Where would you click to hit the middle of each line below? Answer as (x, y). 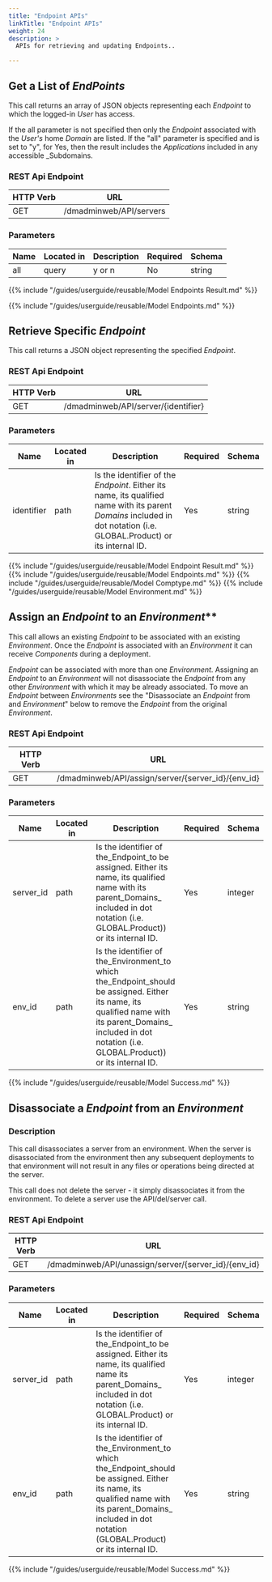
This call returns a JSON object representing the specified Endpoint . (122, 351)
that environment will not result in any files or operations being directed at (132, 1166)
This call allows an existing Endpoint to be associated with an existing (124, 636)
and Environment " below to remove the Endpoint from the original (118, 704)
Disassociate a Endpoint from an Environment (126, 1108)
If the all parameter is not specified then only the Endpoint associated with (132, 130)
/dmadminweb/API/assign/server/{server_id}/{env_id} (158, 778)
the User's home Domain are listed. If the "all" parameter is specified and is (134, 138)
